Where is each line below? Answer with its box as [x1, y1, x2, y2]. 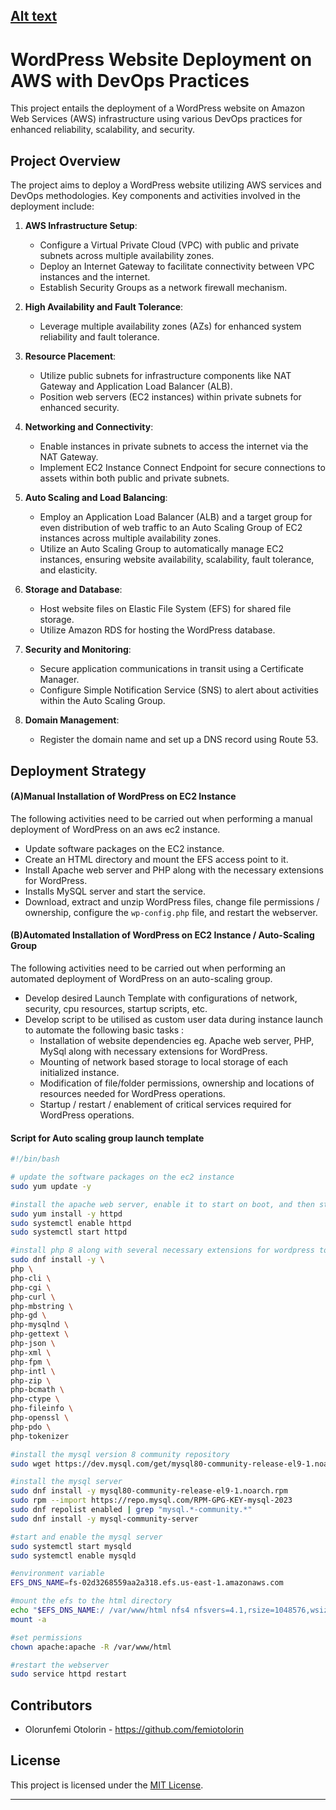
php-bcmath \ [10, 1385, 65, 1395]
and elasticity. [39, 564, 98, 576]
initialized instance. [39, 1066, 120, 1078]
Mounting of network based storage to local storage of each [39, 1055, 288, 1068]
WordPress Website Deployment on [10, 48, 313, 71]
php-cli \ [10, 1273, 52, 1283]
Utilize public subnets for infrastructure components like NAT [39, 370, 292, 382]
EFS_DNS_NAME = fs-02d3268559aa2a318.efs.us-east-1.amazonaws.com [10, 1578, 284, 1588]
